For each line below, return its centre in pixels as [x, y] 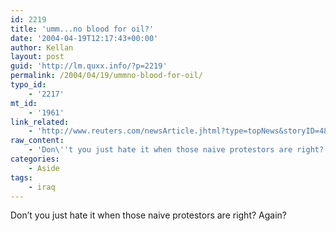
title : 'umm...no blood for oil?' [82, 29]
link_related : [40, 122]
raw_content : [37, 141]
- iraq [42, 187]
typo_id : [28, 85]
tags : [21, 177]
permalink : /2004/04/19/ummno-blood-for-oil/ [106, 76]
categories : [35, 159]
